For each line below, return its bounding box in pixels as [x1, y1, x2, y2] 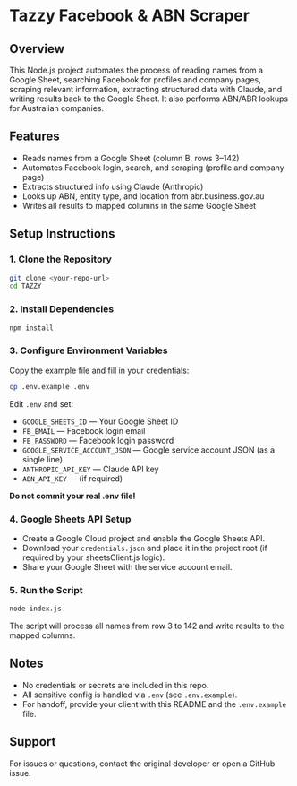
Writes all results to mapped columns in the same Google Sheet [21, 200, 257, 211]
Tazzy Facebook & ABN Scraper [9, 5, 250, 26]
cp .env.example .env [9, 382, 90, 391]
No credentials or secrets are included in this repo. [21, 679, 209, 690]
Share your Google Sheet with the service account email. [21, 561, 233, 572]
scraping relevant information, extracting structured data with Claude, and [9, 84, 283, 94]
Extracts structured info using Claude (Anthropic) [21, 181, 204, 192]
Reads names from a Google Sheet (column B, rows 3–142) [21, 152, 240, 163]
